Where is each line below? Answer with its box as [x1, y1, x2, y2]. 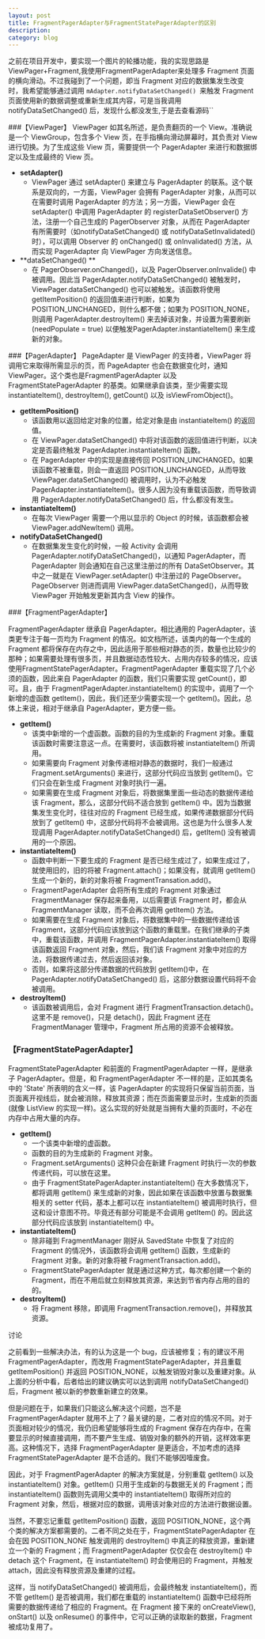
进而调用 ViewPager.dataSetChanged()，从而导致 [87, 581, 249, 590]
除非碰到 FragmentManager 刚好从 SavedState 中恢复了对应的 [31, 1236, 234, 1245]
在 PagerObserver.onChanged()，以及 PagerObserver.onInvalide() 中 [31, 265, 256, 274]
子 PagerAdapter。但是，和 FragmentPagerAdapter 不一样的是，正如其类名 [8, 1073, 253, 1083]
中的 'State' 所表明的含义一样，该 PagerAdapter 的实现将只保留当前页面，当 [8, 1083, 256, 1092]
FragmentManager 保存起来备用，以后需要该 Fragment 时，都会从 [31, 895, 247, 905]
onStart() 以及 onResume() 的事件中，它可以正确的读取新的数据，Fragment [8, 1611, 253, 1622]
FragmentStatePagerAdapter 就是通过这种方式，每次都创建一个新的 [31, 1265, 252, 1274]
